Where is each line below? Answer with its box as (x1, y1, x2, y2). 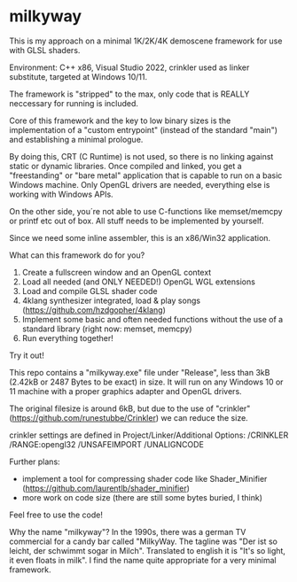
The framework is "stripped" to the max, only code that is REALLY (9, 89, 250, 99)
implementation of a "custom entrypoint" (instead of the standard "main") (9, 124, 277, 135)
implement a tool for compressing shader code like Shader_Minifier (21, 473, 268, 484)
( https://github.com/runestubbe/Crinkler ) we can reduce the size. (9, 412, 248, 423)
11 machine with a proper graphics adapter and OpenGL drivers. (9, 385, 242, 396)
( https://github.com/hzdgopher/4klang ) (21, 304, 167, 315)
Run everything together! (21, 332, 113, 343)
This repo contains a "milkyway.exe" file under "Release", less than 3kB (9, 367, 270, 377)
